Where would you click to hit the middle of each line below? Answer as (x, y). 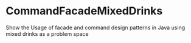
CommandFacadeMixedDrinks (84, 11)
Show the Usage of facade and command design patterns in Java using (95, 27)
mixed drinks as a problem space (47, 33)
